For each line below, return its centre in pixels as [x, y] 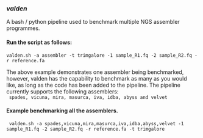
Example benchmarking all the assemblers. [62, 111]
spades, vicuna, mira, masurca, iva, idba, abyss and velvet [88, 97]
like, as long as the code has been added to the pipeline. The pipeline [94, 85]
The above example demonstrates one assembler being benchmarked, [95, 72]
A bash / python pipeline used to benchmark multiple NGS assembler [93, 22]
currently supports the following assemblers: [62, 91]
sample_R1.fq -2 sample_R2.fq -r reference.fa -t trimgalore [86, 129]
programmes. [23, 28]
